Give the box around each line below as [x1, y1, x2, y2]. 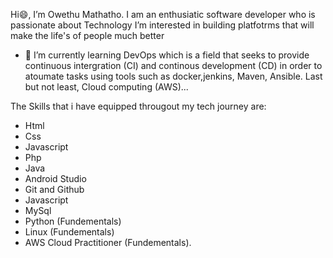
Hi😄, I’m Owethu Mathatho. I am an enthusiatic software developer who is [10, 9, 316, 20]
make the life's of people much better [10, 30, 165, 41]
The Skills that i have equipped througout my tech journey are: [10, 100, 267, 112]
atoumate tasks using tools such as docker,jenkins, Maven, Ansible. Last [24, 70, 323, 82]
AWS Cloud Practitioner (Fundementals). [24, 237, 192, 248]
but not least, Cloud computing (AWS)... [24, 81, 189, 93]
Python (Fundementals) [24, 215, 122, 227]
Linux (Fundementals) [24, 226, 115, 238]
